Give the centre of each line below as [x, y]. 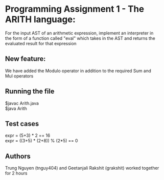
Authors [18, 156]
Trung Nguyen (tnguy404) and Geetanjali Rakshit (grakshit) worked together [82, 168]
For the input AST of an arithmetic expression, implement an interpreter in [79, 33]
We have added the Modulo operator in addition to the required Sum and [78, 71]
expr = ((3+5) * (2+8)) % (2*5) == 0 [42, 141]
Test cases [22, 124]
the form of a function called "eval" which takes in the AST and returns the [80, 38]
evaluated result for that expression [41, 43]
